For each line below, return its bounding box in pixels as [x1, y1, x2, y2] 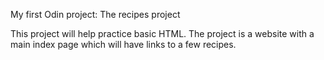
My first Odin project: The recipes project [10, 9, 181, 20]
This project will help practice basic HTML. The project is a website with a [10, 28, 315, 39]
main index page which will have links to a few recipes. [10, 39, 237, 50]
